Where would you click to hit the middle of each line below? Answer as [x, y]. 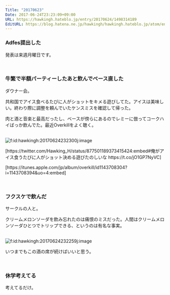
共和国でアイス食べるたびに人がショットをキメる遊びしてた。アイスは [78, 101]
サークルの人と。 [23, 208]
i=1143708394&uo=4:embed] [36, 173]
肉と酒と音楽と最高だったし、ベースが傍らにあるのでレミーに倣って [76, 118]
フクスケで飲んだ [26, 196]
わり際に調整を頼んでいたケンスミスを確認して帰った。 [76, 108]
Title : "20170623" [25, 10]
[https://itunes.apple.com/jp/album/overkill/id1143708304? [66, 167]
